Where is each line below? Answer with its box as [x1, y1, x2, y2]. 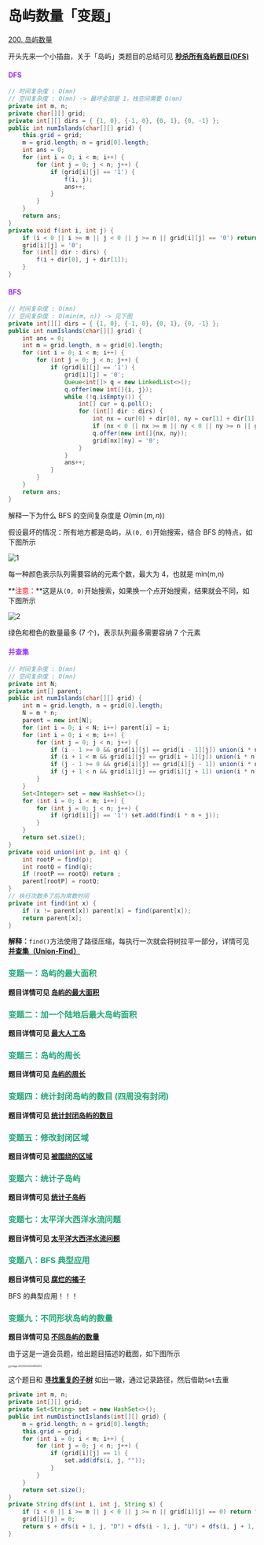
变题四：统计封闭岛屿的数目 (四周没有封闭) [8, 1091, 170, 1102]
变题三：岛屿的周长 [8, 1050, 81, 1061]
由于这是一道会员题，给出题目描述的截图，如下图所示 [8, 1349, 181, 1358]
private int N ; [8, 680, 58, 687]
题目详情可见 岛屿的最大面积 [8, 987, 100, 997]
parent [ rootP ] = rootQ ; [22, 877, 101, 886]
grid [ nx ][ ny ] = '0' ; [92, 436, 159, 445]
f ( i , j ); [64, 175, 93, 183]
